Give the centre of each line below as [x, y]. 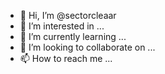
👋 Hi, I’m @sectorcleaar [68, 15]
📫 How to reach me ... [66, 58]
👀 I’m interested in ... [62, 26]
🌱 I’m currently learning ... [73, 36]
